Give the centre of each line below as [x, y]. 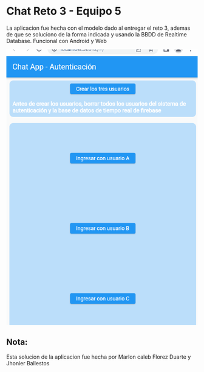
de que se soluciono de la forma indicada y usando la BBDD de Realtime [97, 34]
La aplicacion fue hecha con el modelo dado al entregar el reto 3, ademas [98, 28]
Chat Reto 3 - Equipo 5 [64, 11]
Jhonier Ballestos [28, 363]
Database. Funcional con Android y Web [57, 41]
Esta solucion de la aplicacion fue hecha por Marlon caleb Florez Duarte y [99, 357]
